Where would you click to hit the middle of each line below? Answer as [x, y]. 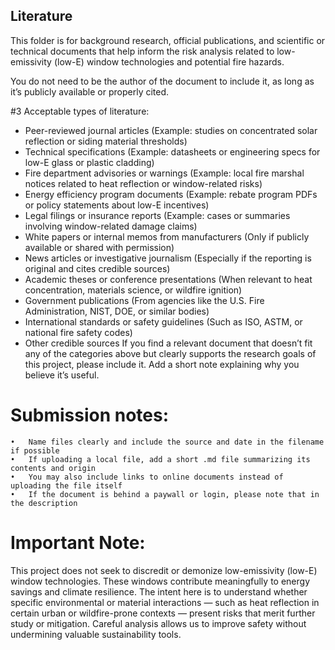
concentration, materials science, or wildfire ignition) [133, 290]
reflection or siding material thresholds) [106, 141]
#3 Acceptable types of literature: [80, 111]
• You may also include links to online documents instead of [147, 477]
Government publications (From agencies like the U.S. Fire [144, 300]
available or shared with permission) [99, 247]
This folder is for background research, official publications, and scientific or [168, 40]
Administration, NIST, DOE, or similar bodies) [117, 311]
